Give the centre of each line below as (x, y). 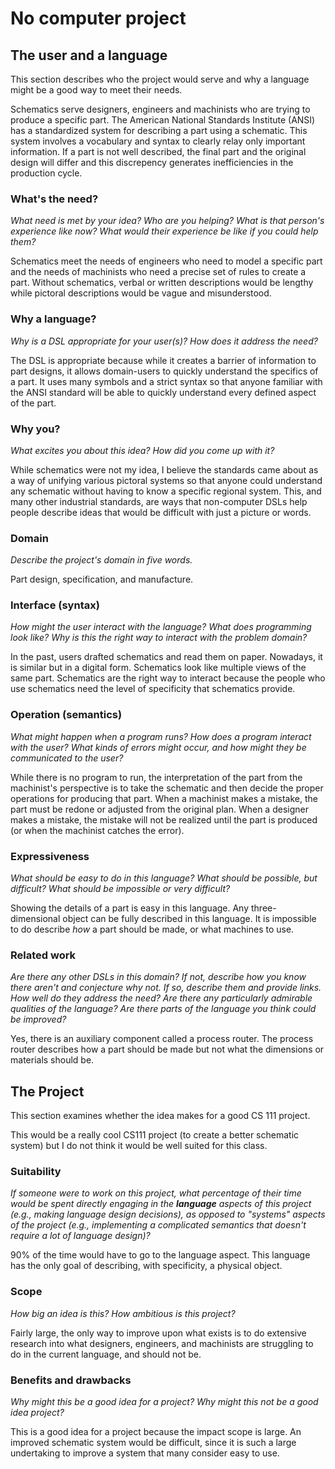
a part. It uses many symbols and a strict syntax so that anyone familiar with (166, 381)
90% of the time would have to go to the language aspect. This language (160, 1255)
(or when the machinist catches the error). (97, 830)
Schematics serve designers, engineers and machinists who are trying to (160, 109)
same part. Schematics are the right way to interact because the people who (168, 678)
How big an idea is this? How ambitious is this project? (123, 1313)
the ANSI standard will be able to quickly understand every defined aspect (163, 392)
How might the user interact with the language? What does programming (161, 627)
